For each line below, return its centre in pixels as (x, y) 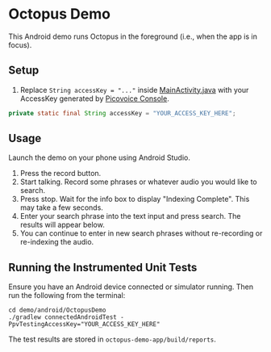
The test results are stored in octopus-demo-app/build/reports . (112, 339)
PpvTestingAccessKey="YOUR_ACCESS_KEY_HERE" (84, 325)
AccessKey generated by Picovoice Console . (94, 98)
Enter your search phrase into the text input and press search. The (130, 216)
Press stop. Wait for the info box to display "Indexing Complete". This (135, 199)
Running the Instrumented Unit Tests (103, 267)
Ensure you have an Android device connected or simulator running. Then (131, 287)
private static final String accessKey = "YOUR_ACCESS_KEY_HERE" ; (122, 113)
